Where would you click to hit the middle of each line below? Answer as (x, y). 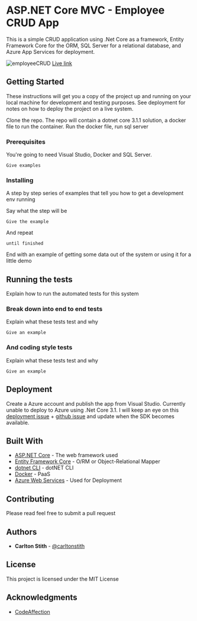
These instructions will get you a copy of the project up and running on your (98, 96)
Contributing (30, 499)
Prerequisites (26, 141)
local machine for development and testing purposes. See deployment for (96, 102)
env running (21, 199)
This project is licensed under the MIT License (63, 579)
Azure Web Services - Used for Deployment (68, 480)
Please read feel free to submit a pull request (61, 513)
